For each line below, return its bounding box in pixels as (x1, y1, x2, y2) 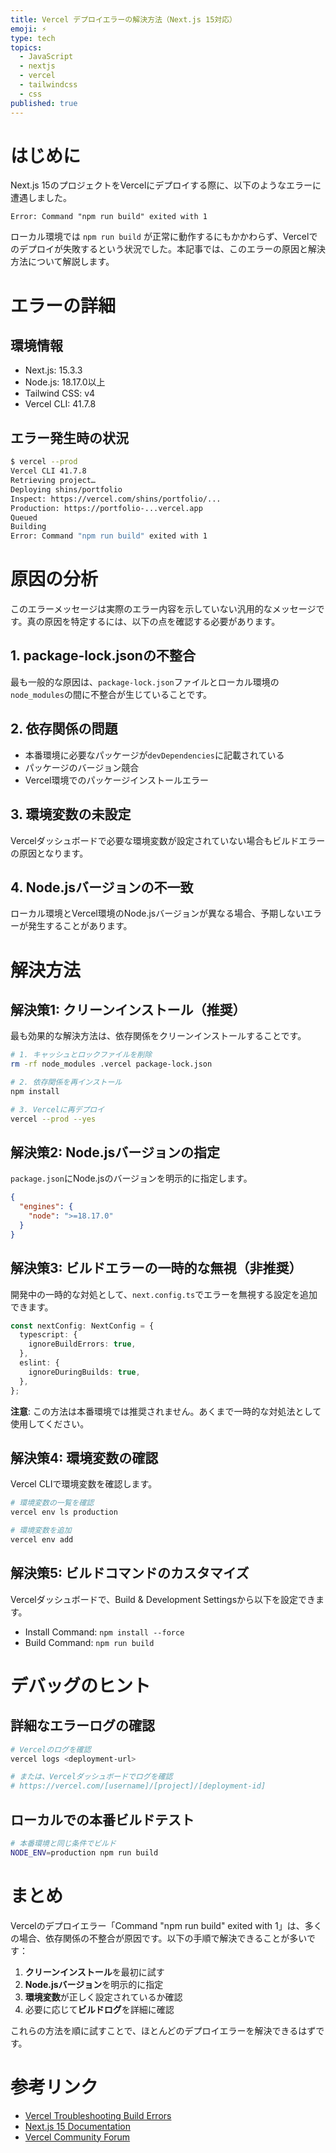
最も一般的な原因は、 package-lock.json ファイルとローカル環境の (10, 676, 280, 688)
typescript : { (19, 1330, 78, 1340)
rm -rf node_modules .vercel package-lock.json (10, 1059, 213, 1070)
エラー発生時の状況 (10, 429, 129, 446)
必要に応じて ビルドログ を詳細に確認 (24, 2003, 175, 2015)
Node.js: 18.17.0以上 (24, 376, 106, 388)
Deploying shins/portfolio (10, 484, 123, 495)
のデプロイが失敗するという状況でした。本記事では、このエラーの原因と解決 (10, 243, 326, 255)
